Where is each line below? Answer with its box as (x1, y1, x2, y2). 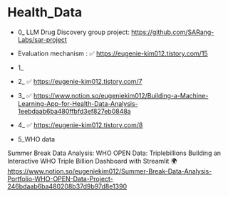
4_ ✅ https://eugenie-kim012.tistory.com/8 (17, 120, 143, 129)
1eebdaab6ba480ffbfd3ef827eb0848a (17, 107, 131, 115)
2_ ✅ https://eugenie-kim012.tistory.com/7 (17, 77, 142, 85)
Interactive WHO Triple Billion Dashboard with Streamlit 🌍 (7, 156, 177, 165)
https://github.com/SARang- (130, 28, 214, 36)
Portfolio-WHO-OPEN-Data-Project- (7, 174, 114, 183)
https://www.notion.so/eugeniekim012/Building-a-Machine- (33, 91, 209, 100)
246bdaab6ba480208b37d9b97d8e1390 (7, 182, 127, 191)
